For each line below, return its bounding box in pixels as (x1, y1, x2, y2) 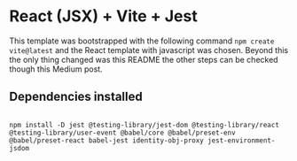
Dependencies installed (9, 89, 144, 104)
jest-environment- (207, 135, 276, 145)
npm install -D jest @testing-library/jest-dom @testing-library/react (9, 120, 279, 129)
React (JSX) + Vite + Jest (9, 6, 198, 27)
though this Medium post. (9, 64, 104, 74)
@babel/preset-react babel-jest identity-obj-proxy (9, 135, 204, 145)
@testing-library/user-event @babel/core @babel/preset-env (9, 128, 237, 137)
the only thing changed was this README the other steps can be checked (9, 54, 278, 65)
